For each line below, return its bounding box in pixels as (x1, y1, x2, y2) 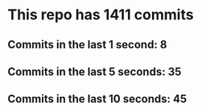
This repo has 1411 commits (7, 6, 194, 24)
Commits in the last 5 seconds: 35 (7, 64, 182, 78)
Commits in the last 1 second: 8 (7, 38, 167, 51)
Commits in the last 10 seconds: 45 (7, 92, 188, 106)
